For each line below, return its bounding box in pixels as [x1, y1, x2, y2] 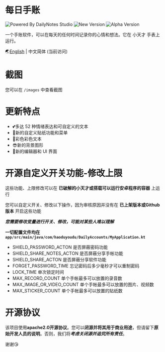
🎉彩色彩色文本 [12, 135, 42, 142]
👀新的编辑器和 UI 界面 [12, 148, 58, 154]
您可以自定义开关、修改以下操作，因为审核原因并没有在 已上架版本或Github [5, 202, 160, 208]
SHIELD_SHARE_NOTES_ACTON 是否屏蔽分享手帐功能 [12, 250, 123, 256]
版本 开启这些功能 [5, 208, 41, 214]
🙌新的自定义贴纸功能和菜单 [12, 129, 68, 135]
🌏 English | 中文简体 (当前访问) [5, 48, 68, 54]
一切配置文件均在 [5, 229, 40, 235]
